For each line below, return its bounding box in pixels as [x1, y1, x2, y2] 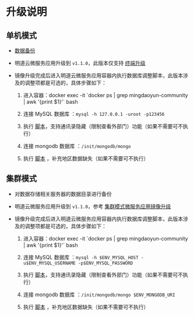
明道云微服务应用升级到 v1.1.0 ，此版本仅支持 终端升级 [14, 60, 146, 66]
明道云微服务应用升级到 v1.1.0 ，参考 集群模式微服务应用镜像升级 [14, 202, 171, 209]
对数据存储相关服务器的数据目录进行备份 [14, 190, 112, 197]
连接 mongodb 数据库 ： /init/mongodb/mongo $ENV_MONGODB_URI [23, 291, 176, 298]
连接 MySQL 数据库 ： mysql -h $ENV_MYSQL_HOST [23, 253, 139, 260]
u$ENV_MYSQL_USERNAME [23, 260, 76, 266]
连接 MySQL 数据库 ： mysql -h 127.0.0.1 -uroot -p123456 [23, 111, 165, 117]
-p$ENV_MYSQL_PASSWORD [77, 260, 133, 266]
